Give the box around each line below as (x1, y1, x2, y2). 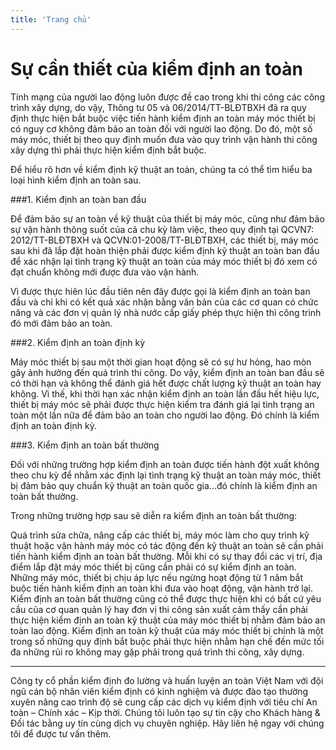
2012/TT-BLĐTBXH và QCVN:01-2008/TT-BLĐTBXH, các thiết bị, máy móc (10, 234, 319, 246)
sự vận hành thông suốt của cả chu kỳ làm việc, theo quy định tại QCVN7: (10, 223, 315, 235)
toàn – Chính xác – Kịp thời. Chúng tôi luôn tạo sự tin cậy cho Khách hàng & (10, 706, 321, 718)
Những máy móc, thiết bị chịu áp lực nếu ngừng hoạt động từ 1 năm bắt (10, 571, 303, 583)
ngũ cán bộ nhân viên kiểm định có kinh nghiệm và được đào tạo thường (10, 685, 309, 697)
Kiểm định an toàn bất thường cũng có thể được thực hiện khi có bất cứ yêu (10, 592, 322, 605)
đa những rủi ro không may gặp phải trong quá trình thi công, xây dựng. (10, 646, 305, 658)
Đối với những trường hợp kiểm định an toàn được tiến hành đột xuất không (10, 458, 320, 470)
